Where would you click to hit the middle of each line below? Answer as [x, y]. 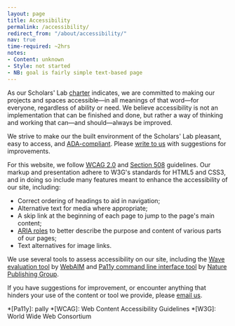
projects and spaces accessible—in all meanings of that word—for [103, 100]
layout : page [26, 14]
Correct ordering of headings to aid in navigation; [89, 200]
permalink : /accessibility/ [48, 27]
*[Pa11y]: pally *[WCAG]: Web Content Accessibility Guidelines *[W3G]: [112, 308]
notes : [17, 53]
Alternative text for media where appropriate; [82, 208]
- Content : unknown [36, 60]
